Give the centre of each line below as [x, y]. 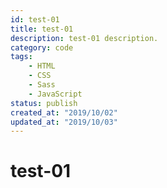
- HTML [42, 66]
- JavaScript [55, 94]
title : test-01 [42, 29]
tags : [21, 57]
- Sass [42, 85]
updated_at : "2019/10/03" [64, 122]
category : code [42, 47]
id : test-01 [35, 19]
